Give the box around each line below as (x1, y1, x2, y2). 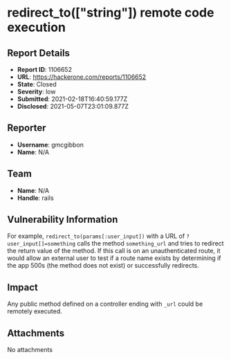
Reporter (7, 122, 46, 134)
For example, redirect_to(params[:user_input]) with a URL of (7, 232, 185, 240)
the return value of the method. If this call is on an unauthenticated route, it (7, 247, 221, 255)
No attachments (7, 346, 53, 354)
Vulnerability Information (7, 214, 118, 225)
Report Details (7, 47, 71, 59)
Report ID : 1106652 (17, 66, 73, 73)
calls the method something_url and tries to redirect (77, 239, 224, 248)
